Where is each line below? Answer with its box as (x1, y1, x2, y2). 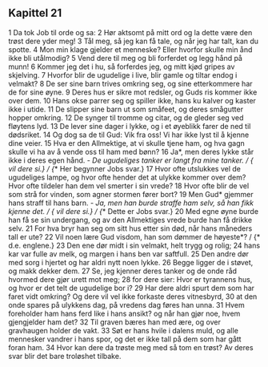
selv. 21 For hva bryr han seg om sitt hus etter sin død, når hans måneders (8, 224, 253, 233)
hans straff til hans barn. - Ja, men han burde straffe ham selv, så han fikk (8, 198, 254, 208)
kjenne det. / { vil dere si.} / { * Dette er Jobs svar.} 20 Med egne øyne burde (8, 206, 258, 216)
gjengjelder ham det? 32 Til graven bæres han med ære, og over (8, 317, 222, 327)
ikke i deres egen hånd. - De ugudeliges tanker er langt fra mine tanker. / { (8, 155, 254, 165)
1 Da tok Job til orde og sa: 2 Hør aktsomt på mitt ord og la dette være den (8, 27, 253, 37)
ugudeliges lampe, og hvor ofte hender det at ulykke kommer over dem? (8, 172, 246, 182)
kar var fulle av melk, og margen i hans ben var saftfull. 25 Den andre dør (8, 248, 250, 259)
